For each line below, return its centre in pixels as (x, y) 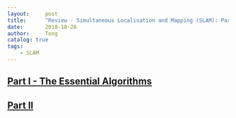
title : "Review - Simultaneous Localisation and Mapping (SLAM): (113, 20)
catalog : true (28, 40)
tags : (15, 46)
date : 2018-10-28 (42, 27)
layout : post (33, 14)
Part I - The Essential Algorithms (80, 81)
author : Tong (33, 33)
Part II (20, 105)
